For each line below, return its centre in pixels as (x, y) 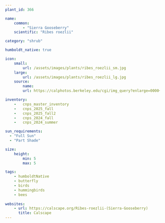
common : (22, 23)
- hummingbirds (29, 190)
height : (22, 154)
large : (21, 72)
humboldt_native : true (28, 50)
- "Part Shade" (25, 140)
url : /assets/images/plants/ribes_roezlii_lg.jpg (74, 77)
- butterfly (26, 181)
